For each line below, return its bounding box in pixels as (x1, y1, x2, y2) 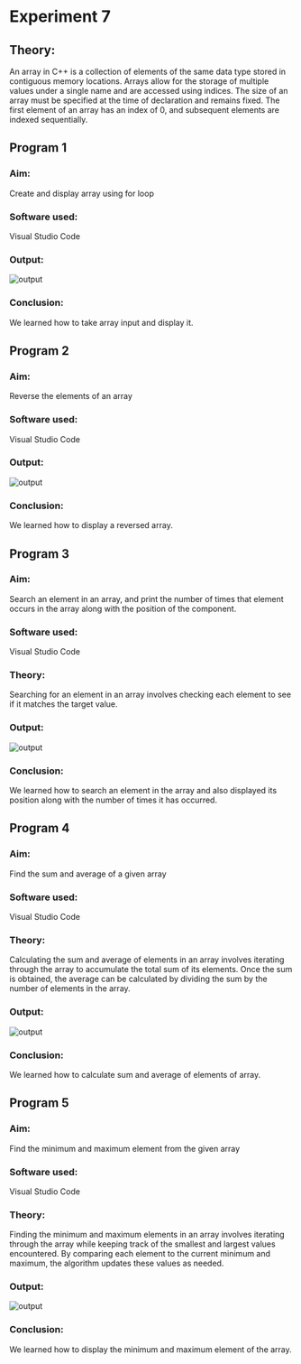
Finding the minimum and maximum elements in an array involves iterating (9, 1229, 286, 1240)
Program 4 (9, 821, 70, 836)
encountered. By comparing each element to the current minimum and (9, 1248, 271, 1259)
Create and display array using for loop (9, 188, 155, 199)
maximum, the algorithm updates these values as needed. (9, 1257, 224, 1269)
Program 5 (9, 1095, 69, 1111)
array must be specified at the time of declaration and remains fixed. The (9, 95, 280, 106)
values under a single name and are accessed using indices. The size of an (9, 86, 288, 96)
